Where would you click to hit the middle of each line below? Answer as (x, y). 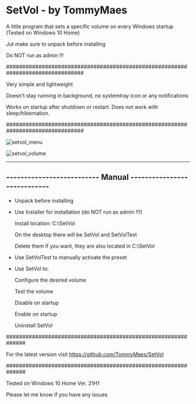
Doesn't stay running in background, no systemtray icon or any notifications (97, 95)
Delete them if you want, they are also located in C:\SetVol (84, 246)
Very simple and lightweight (39, 84)
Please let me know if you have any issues (57, 394)
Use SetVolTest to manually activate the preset (71, 257)
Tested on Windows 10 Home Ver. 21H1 (53, 383)
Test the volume (34, 291)
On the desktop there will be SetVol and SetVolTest (76, 234)
